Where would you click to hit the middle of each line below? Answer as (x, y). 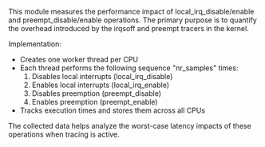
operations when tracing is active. (64, 134)
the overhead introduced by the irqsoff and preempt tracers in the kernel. (129, 28)
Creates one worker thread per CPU (79, 60)
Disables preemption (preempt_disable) (97, 93)
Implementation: (35, 44)
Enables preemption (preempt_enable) (95, 102)
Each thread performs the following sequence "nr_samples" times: (129, 68)
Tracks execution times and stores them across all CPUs (113, 110)
